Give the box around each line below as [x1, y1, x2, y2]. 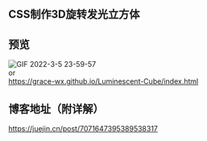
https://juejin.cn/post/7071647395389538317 [8, 124, 159, 134]
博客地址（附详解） [8, 102, 104, 115]
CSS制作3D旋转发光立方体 [8, 7, 140, 22]
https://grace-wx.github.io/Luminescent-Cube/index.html [8, 77, 199, 86]
